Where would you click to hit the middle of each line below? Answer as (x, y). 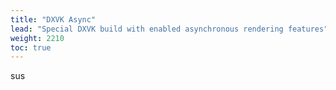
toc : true (31, 47)
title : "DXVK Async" (53, 19)
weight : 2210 (37, 38)
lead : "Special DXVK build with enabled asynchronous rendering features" (169, 29)
